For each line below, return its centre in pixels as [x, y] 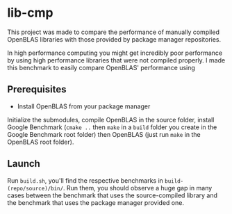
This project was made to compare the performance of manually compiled [114, 32]
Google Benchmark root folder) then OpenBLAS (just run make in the [104, 134]
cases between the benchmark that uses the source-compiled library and [112, 195]
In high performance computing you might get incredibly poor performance [115, 53]
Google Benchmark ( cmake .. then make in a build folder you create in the [112, 127]
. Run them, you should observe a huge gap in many [138, 188]
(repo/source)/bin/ [35, 188]
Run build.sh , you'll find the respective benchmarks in [85, 180]
